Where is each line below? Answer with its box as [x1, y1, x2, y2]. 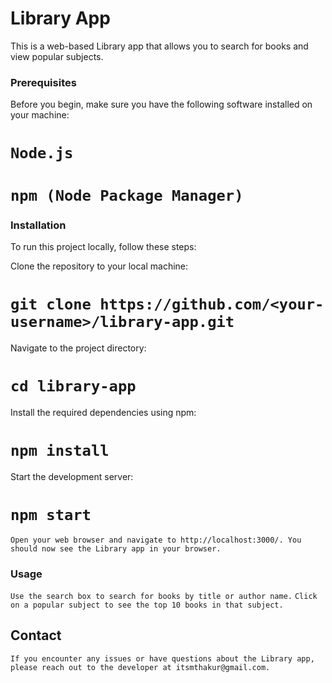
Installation [10, 218, 67, 232]
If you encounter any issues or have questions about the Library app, [10, 653, 315, 664]
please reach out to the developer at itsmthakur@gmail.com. [10, 662, 271, 672]
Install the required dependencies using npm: [10, 406, 197, 418]
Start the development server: [10, 470, 134, 482]
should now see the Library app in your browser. [10, 543, 222, 554]
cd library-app [10, 377, 137, 396]
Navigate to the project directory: [10, 342, 147, 354]
